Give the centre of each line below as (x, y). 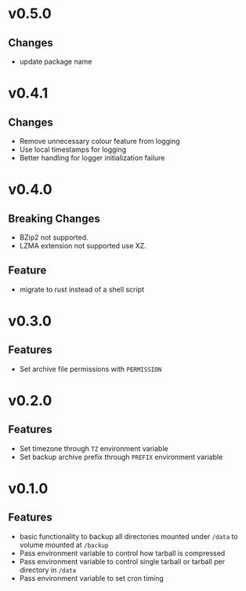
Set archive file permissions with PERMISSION (90, 369)
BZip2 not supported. (54, 237)
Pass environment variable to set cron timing (92, 578)
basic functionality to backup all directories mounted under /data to (128, 536)
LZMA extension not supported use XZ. (83, 246)
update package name (56, 61)
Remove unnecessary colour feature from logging (99, 141)
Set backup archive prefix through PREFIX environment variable (121, 457)
